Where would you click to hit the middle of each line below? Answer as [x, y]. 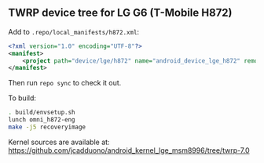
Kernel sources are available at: [59, 142]
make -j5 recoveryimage [47, 127]
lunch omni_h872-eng [42, 120]
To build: [22, 98]
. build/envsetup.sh [42, 113]
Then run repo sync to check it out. [65, 83]
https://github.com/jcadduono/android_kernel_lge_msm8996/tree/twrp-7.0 [129, 150]
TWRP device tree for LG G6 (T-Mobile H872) [121, 13]
